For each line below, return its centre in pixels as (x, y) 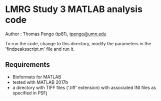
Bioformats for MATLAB (37, 77)
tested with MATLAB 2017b (40, 82)
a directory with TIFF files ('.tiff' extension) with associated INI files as (84, 87)
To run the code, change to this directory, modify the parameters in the (78, 43)
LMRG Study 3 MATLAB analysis (74, 9)
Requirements (27, 65)
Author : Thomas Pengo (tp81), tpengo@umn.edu (56, 34)
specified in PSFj (30, 93)
